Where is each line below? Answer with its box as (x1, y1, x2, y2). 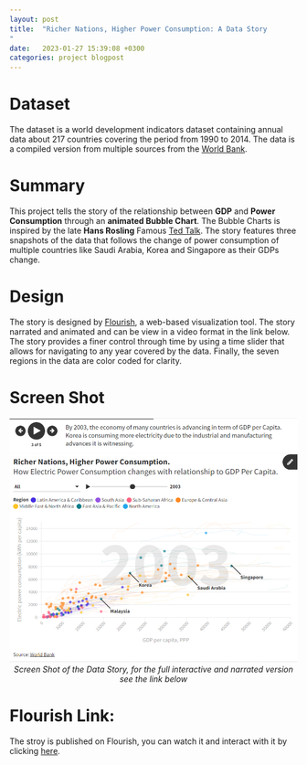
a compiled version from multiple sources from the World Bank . (9, 143, 249, 154)
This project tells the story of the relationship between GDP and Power (9, 206, 276, 217)
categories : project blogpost (9, 53, 125, 63)
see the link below (119, 674, 188, 685)
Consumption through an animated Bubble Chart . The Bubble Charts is (9, 216, 281, 226)
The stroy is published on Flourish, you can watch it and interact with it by (9, 736, 288, 747)
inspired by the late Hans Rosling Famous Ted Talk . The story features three (9, 225, 297, 236)
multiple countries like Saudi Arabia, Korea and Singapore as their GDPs (9, 245, 280, 255)
